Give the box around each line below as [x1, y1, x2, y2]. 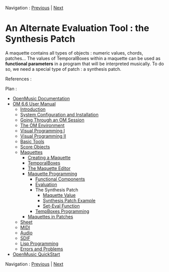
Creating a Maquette [27, 154, 71, 160]
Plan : [5, 85, 17, 92]
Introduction [20, 106, 46, 112]
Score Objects [20, 144, 50, 150]
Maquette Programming [27, 170, 77, 176]
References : [5, 76, 32, 82]
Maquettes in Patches [27, 213, 73, 219]
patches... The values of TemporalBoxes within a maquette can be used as [5, 55, 161, 61]
